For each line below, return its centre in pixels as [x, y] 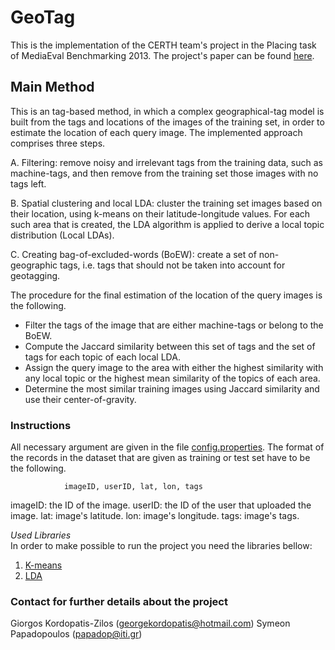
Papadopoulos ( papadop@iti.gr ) [76, 634]
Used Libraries [41, 535]
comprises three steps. [58, 143]
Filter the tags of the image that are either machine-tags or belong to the [174, 325]
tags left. [28, 183]
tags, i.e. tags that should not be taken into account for [172, 265]
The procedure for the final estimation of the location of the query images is [166, 295]
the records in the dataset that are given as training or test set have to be [160, 458]
